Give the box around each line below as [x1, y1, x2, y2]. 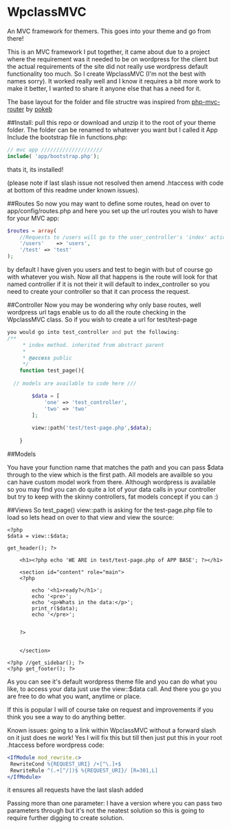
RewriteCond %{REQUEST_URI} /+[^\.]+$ [10, 760, 122, 768]
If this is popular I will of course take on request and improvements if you [7, 705, 214, 714]
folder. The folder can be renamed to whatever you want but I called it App [7, 126, 218, 134]
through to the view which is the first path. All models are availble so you [7, 470, 213, 479]
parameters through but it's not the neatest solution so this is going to [7, 806, 205, 815]
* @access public [22, 354, 72, 361]
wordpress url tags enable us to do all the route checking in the [7, 308, 186, 317]
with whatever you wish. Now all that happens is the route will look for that [7, 273, 218, 281]
